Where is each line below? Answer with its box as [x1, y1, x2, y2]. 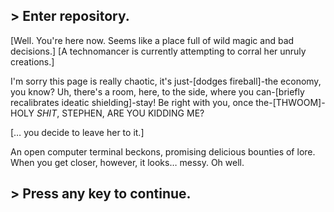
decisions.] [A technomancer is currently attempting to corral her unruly [10, 45, 307, 57]
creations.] [10, 55, 55, 68]
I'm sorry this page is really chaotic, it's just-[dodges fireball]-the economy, [10, 75, 322, 87]
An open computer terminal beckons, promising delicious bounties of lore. [10, 145, 316, 158]
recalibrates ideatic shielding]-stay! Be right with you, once [10, 96, 254, 108]
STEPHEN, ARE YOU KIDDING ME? [61, 107, 205, 119]
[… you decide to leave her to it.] [10, 126, 145, 138]
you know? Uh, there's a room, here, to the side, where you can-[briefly [10, 85, 305, 98]
